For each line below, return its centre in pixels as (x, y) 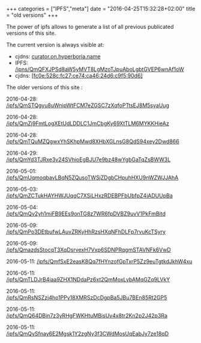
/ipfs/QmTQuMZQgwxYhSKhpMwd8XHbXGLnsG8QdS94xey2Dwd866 (93, 141)
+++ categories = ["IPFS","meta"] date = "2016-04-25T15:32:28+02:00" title (101, 9)
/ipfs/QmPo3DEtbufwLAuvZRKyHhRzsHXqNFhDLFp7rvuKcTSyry (86, 232)
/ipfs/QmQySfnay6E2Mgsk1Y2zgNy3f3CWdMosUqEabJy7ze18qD (88, 334)
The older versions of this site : (44, 87)
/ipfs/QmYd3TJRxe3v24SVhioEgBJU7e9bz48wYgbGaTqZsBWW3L (88, 159)
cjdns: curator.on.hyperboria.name (58, 56)
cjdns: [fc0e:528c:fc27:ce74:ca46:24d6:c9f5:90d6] (79, 76)
